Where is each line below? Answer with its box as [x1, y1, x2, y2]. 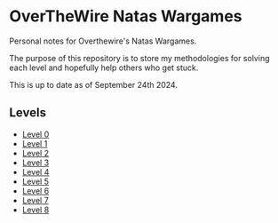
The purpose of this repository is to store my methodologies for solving [9, 52, 270, 63]
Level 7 [21, 195, 49, 205]
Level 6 [21, 185, 50, 196]
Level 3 [21, 157, 50, 168]
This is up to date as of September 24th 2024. [9, 79, 178, 90]
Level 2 [21, 147, 50, 158]
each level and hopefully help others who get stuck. [9, 62, 199, 73]
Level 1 [21, 138, 48, 148]
